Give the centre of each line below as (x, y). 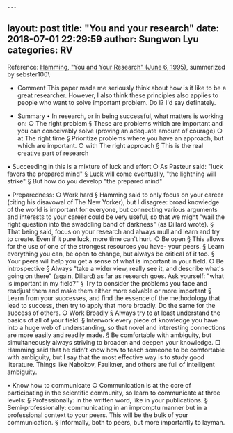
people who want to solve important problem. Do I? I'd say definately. (116, 102)
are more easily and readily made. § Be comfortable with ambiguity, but (110, 335)
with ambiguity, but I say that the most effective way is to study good (106, 357)
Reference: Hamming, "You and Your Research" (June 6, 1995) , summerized (116, 67)
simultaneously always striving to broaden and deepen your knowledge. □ (114, 342)
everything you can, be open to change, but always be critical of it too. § (111, 254)
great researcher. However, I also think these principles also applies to (118, 95)
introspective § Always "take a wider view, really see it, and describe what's (116, 268)
